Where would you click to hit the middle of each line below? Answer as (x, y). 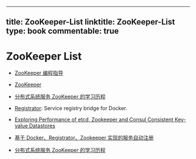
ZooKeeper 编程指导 (39, 73)
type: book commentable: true (63, 31)
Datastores (42, 126)
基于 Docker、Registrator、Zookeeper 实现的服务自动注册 (84, 138)
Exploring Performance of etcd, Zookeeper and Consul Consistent (94, 119)
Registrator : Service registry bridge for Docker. (71, 108)
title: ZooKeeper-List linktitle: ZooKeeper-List (90, 22)
